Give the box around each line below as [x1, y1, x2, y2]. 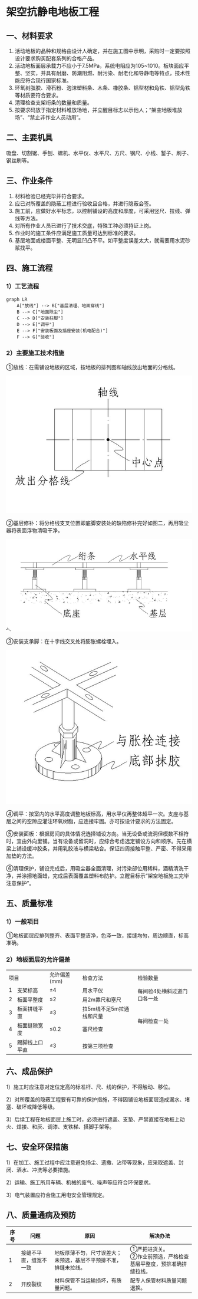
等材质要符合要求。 [14, 92, 62, 98]
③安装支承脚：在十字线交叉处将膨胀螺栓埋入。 [6, 637, 122, 644]
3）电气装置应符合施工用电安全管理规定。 [6, 1191, 108, 1198]
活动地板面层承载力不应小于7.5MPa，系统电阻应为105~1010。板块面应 [14, 63, 184, 69]
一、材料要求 [6, 31, 53, 41]
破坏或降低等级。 [16, 1103, 58, 1110]
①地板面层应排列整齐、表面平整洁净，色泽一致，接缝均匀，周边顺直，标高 [6, 932, 189, 939]
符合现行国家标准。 [25, 77, 72, 84]
